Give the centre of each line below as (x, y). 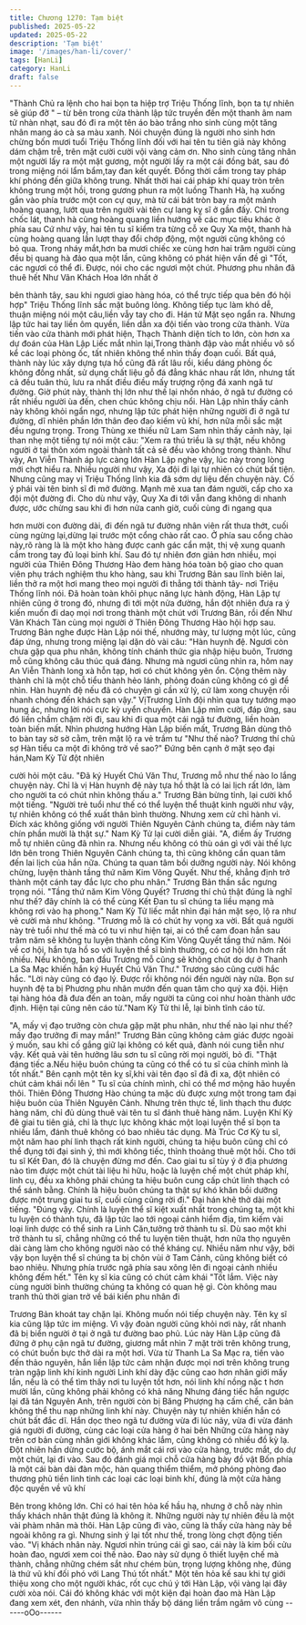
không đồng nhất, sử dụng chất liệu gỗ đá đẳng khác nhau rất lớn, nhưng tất (152, 372)
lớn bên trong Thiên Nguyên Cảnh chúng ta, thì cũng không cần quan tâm (148, 853)
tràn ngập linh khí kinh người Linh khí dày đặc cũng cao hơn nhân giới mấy (148, 1372)
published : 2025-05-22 (52, 26)
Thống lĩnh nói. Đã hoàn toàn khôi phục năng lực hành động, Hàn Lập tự (145, 593)
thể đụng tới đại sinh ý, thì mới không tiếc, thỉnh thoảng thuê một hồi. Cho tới (153, 1151)
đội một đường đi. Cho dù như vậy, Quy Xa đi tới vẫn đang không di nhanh (148, 498)
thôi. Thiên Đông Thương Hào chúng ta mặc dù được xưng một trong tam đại (153, 1093)
